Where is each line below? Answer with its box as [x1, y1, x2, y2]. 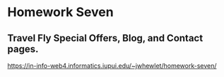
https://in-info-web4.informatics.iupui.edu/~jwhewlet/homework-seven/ [7, 62, 217, 70]
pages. [7, 43, 39, 55]
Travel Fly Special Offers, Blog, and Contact [7, 32, 204, 44]
